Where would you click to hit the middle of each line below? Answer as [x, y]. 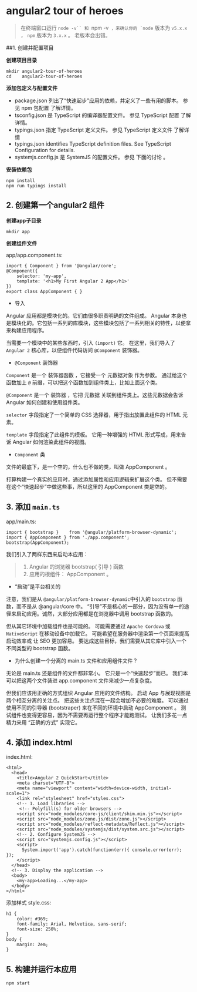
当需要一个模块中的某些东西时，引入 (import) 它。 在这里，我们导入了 [91, 342]
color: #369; [33, 919]
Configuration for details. [45, 150]
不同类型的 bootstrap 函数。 [40, 648]
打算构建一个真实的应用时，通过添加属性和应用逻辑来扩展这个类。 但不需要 [97, 479]
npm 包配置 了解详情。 [49, 107]
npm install [21, 180]
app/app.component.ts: [34, 255]
